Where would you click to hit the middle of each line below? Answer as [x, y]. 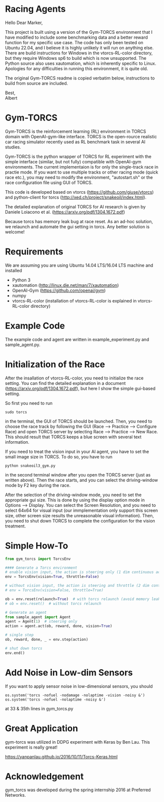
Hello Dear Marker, [24, 23]
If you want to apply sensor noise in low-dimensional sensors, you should [79, 686]
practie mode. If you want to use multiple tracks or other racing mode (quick [82, 172]
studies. [13, 147]
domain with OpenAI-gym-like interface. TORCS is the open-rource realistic [81, 136]
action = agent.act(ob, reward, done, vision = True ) [59, 626]
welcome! [15, 232]
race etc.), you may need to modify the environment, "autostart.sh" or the [79, 177]
